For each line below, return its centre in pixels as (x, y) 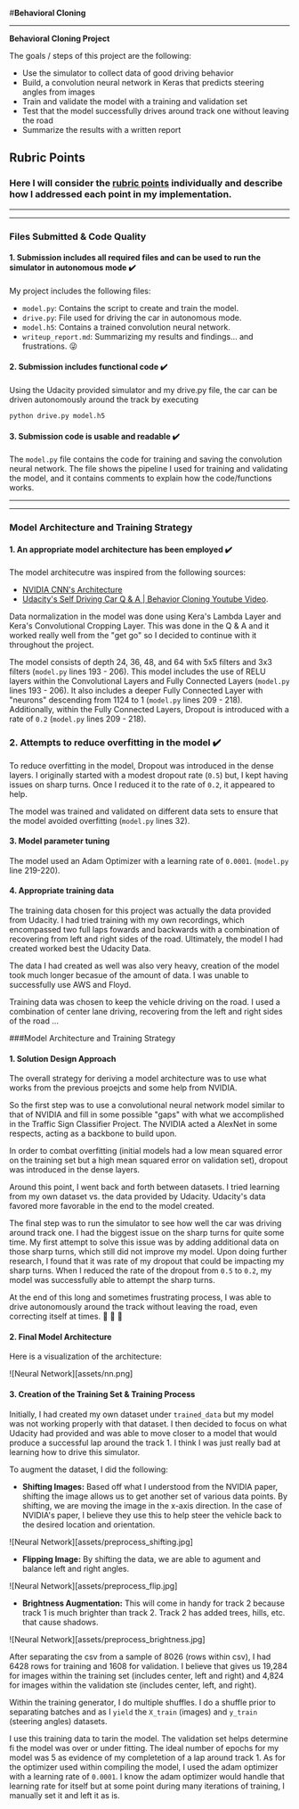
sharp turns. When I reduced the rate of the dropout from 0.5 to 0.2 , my (141, 1270)
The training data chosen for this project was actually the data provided (140, 911)
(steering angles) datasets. (58, 1721)
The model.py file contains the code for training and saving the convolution (146, 459)
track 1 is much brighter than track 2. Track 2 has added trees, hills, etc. (154, 1612)
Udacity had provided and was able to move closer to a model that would (143, 1433)
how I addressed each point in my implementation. (121, 194)
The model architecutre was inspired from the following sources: (128, 572)
